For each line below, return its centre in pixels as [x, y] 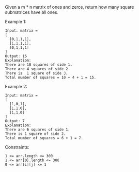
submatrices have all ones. [32, 12]
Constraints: [17, 147]
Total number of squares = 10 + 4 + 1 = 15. [51, 77]
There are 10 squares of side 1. [39, 65]
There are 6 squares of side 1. [38, 130]
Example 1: [16, 22]
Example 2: [16, 86]
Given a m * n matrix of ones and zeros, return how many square [69, 7]
